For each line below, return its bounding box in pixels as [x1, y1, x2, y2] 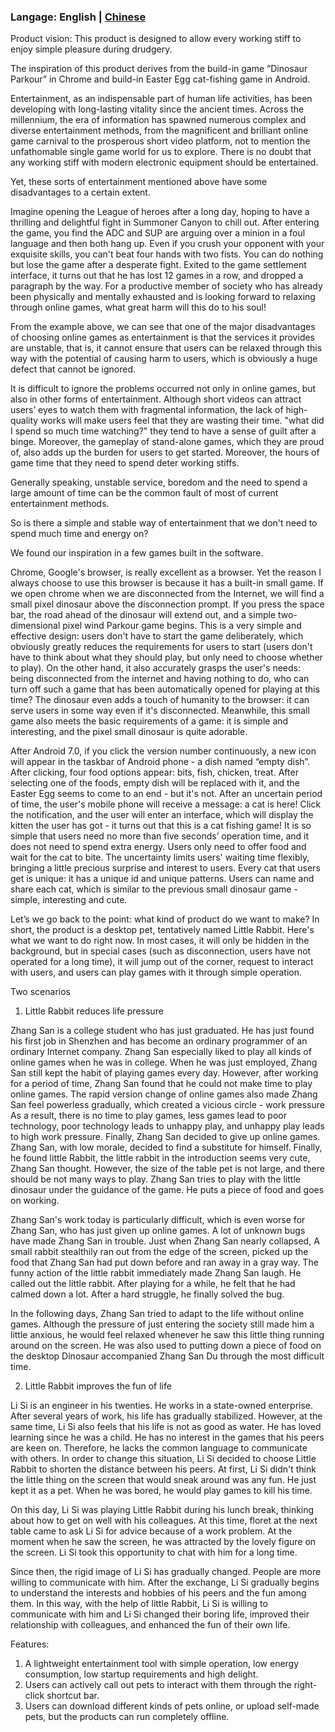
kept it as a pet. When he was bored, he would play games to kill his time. [10, 1485, 313, 1497]
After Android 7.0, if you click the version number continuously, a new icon [10, 745, 317, 757]
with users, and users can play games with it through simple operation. [10, 966, 302, 979]
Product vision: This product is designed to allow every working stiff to [10, 33, 302, 45]
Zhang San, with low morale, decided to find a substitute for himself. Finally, [10, 1141, 323, 1154]
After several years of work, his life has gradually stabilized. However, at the [10, 1410, 323, 1422]
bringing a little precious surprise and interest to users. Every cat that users [10, 862, 321, 874]
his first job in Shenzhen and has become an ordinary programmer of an [10, 1035, 308, 1047]
